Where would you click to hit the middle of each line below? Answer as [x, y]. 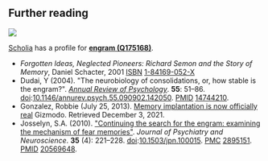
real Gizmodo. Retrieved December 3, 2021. [92, 114]
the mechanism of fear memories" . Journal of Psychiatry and [122, 131]
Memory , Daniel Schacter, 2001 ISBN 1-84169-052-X [107, 72]
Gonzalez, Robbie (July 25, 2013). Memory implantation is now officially [138, 106]
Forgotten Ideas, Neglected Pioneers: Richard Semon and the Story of [136, 63]
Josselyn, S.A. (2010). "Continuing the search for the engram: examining [140, 123]
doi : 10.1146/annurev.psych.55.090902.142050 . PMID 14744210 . [124, 97]
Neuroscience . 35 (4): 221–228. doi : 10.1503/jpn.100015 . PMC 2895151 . [136, 140]
